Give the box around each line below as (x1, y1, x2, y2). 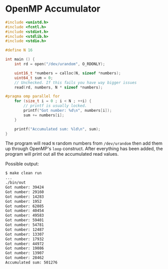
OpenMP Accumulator (5, 3, 101, 15)
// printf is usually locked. (23, 103, 87, 109)
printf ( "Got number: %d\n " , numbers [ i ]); (23, 108, 112, 113)
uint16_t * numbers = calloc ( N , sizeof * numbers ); (14, 70, 121, 76)
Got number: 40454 (5, 208, 44, 213)
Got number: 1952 (5, 199, 42, 204)
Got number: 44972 (5, 241, 44, 246)
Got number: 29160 (5, 189, 44, 195)
